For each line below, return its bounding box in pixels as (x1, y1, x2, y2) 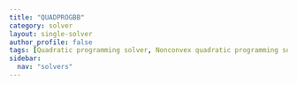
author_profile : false (9, 37, 93, 47)
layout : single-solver (9, 29, 93, 38)
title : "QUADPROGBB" (9, 12, 86, 22)
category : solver (9, 21, 73, 30)
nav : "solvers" (17, 63, 73, 72)
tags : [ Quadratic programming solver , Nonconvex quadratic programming (9, 46, 278, 55)
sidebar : (9, 54, 42, 63)
